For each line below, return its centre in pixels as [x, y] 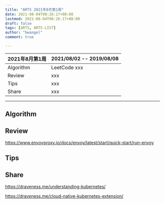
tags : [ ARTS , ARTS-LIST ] [30, 28]
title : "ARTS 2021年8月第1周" [34, 10]
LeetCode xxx [67, 67]
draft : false [18, 23]
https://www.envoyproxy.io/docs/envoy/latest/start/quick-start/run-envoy [80, 143]
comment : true [20, 37]
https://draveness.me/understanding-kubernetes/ [55, 187]
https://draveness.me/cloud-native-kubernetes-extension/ [64, 196]
